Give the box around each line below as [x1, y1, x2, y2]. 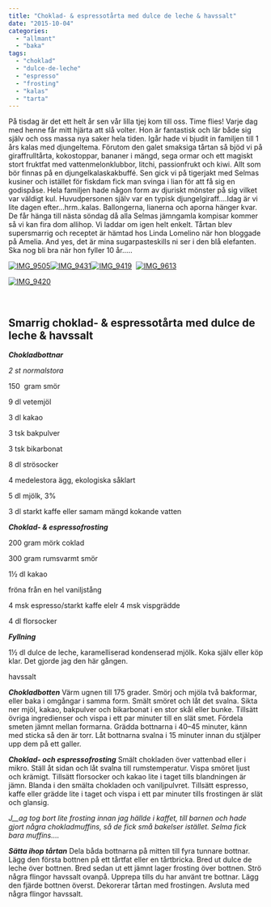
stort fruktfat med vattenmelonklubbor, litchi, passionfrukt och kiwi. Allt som [8, 159, 261, 170]
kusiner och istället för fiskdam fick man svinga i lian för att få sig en [8, 177, 235, 187]
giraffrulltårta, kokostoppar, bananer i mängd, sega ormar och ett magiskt [8, 151, 253, 161]
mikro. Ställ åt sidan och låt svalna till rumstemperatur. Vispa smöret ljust [8, 763, 251, 773]
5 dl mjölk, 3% [8, 491, 57, 501]
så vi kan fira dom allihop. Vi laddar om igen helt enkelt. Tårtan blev [8, 220, 233, 230]
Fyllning [8, 632, 36, 642]
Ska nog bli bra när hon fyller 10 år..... [8, 246, 133, 255]
